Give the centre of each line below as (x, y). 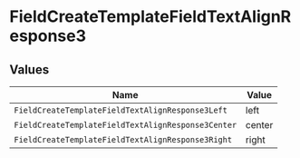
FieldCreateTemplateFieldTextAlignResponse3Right (123, 139)
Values (29, 69)
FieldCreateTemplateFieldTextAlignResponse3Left (121, 110)
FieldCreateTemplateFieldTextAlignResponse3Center (126, 125)
